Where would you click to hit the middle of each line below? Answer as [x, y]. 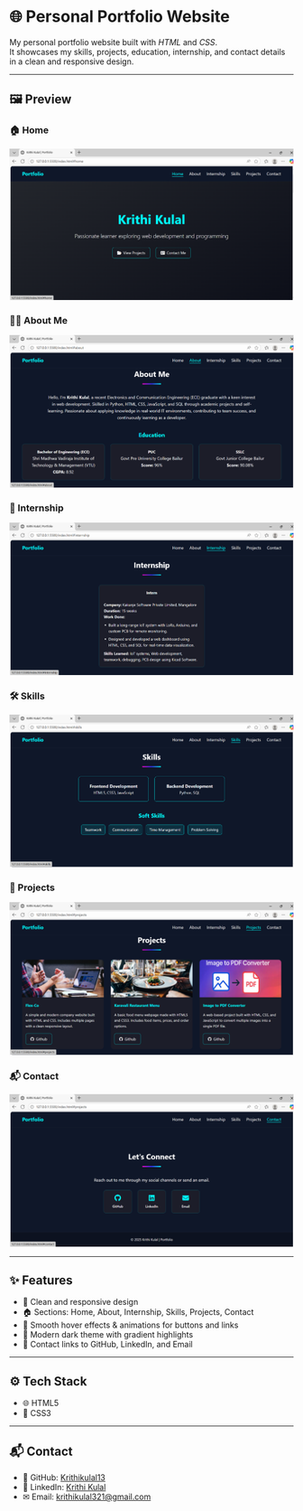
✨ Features [41, 1281]
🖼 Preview [41, 100]
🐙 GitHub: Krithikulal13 [64, 1478]
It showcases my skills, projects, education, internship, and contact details [147, 52]
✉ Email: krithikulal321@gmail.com [87, 1497]
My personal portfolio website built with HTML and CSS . [114, 42]
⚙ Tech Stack [48, 1381]
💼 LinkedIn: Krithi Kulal [64, 1488]
